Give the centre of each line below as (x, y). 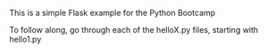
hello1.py (25, 39)
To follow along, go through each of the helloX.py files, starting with (134, 30)
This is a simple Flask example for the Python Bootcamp (113, 13)
